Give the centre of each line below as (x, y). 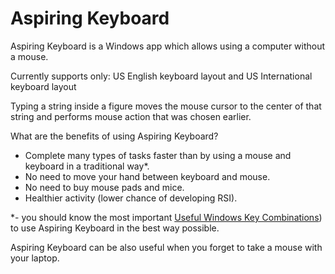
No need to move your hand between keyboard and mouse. (147, 176)
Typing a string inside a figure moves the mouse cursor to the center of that (166, 106)
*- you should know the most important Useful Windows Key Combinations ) (166, 217)
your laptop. (35, 258)
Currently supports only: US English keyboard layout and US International (161, 76)
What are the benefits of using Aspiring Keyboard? (114, 136)
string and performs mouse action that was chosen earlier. (131, 116)
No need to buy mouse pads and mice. (104, 187)
